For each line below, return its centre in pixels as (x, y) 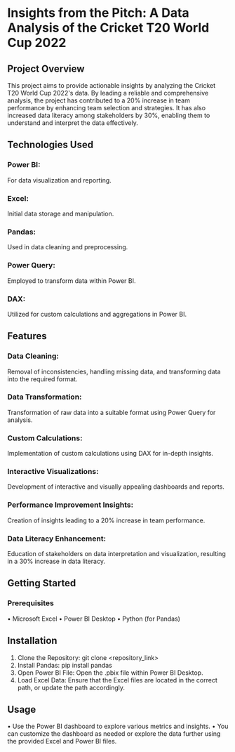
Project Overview (46, 68)
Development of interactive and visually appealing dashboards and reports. (116, 487)
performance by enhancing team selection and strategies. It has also (106, 108)
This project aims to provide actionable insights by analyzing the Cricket (112, 85)
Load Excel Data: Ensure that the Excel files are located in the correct (117, 680)
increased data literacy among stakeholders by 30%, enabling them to (109, 115)
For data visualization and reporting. (60, 180)
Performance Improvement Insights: (70, 505)
